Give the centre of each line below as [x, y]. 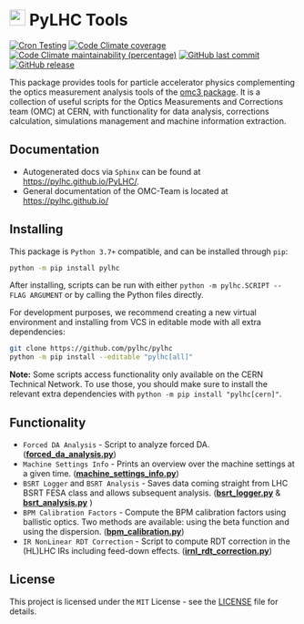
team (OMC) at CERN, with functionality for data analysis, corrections [140, 111]
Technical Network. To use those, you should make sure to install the [139, 384]
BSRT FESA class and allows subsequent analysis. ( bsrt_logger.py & [152, 493]
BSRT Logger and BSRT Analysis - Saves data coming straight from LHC [155, 483]
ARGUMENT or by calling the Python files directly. [117, 295]
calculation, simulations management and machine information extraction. [148, 121]
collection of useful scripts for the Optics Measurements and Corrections [147, 101]
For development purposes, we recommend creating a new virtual [133, 312]
